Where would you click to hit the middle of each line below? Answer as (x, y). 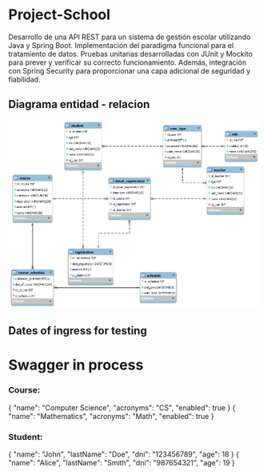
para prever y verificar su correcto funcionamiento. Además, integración (128, 62)
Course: (24, 390)
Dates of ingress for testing (78, 331)
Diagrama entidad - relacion (79, 104)
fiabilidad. (25, 79)
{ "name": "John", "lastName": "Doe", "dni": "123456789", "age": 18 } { (124, 454)
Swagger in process (76, 365)
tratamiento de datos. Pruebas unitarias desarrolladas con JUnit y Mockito (131, 54)
